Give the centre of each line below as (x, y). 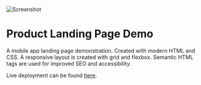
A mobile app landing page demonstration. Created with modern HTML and (101, 50)
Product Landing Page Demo (80, 34)
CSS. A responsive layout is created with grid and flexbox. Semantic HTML (100, 57)
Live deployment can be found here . (52, 75)
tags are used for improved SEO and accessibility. (69, 63)
